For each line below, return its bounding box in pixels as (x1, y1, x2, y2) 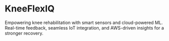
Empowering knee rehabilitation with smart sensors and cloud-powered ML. (5, 19, 163, 25)
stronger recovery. (5, 30, 44, 36)
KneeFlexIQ (5, 3, 55, 14)
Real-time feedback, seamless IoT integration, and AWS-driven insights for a (5, 24, 164, 30)
